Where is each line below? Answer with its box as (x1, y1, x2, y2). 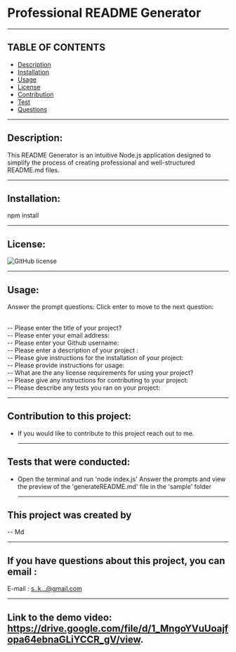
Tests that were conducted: (7, 456, 131, 468)
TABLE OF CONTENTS (7, 41, 105, 53)
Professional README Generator (7, 5, 202, 21)
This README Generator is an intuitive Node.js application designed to (7, 151, 211, 159)
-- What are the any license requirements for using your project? (7, 369, 194, 377)
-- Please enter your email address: (7, 331, 110, 339)
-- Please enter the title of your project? (7, 324, 122, 332)
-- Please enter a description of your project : (7, 346, 139, 354)
